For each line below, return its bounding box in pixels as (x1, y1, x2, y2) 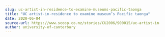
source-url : (5, 20, 29, 25)
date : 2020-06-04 (5, 16, 41, 21)
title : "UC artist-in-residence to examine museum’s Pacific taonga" (5, 12, 151, 16)
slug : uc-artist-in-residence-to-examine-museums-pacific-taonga (5, 7, 141, 12)
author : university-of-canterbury (5, 25, 76, 30)
